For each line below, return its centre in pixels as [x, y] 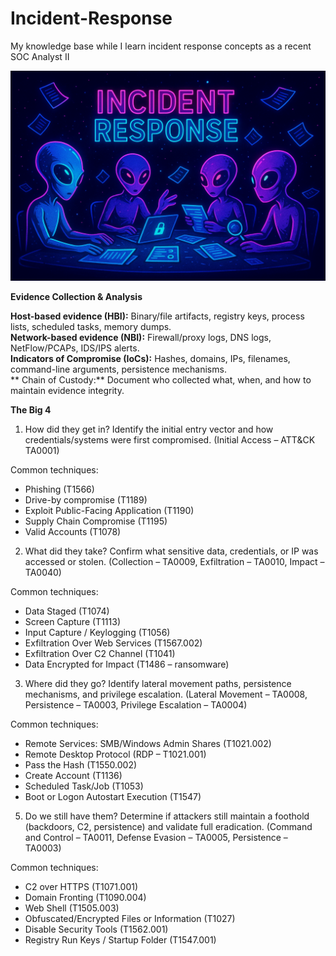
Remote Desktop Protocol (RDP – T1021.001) [115, 754]
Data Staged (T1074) [67, 611]
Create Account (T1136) [73, 775]
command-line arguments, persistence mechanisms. [118, 369]
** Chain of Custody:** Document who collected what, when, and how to [161, 379]
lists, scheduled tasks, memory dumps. [91, 326]
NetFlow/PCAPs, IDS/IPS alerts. [75, 348]
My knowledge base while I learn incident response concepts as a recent [161, 46]
